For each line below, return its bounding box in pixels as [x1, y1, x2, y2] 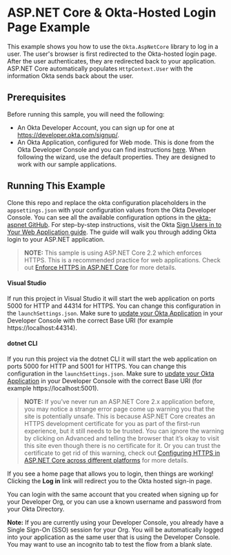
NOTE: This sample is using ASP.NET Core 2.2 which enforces [23, 249, 202, 257]
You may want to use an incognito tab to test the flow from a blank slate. [7, 540, 212, 548]
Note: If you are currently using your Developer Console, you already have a [7, 518, 224, 526]
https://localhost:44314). [7, 323, 77, 332]
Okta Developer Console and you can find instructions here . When [17, 145, 205, 153]
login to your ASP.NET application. [7, 235, 105, 243]
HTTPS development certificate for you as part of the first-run [23, 419, 201, 427]
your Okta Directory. [7, 505, 65, 513]
